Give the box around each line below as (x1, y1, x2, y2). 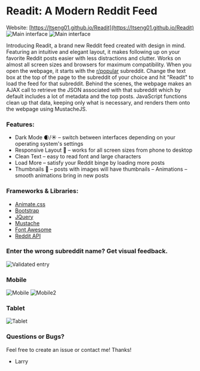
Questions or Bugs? (6, 333, 64, 341)
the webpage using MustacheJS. (6, 105, 88, 112)
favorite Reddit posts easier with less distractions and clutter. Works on (6, 54, 181, 62)
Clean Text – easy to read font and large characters (14, 153, 141, 160)
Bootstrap (14, 207, 39, 214)
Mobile (6, 275, 27, 284)
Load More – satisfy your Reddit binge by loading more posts (14, 160, 165, 167)
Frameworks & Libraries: (6, 187, 79, 195)
